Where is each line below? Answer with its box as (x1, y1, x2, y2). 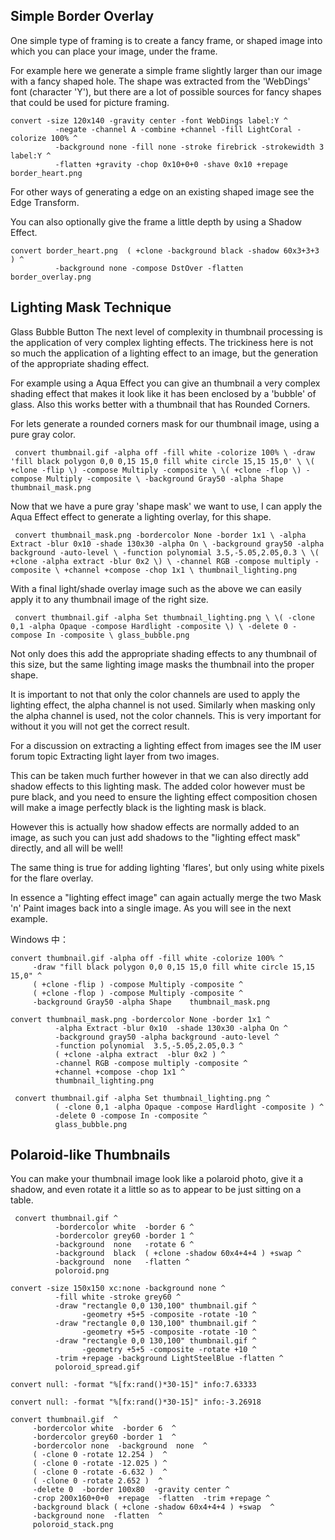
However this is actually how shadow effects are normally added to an (10, 820, 300, 833)
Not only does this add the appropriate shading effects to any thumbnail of (10, 647, 318, 659)
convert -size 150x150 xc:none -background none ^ (10, 1284, 226, 1294)
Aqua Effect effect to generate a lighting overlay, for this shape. (10, 510, 272, 523)
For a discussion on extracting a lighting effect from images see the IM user (10, 739, 322, 751)
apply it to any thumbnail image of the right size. (10, 593, 209, 605)
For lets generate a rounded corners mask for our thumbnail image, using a (10, 417, 320, 429)
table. (10, 1194, 34, 1206)
